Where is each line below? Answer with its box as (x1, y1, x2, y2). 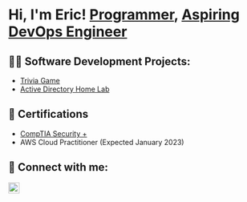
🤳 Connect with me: (8, 160, 108, 174)
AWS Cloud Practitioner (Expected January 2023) (19, 137, 184, 147)
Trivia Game (19, 76, 60, 85)
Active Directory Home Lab (19, 84, 110, 94)
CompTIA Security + (19, 128, 87, 138)
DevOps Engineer (8, 22, 128, 41)
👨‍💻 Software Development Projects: (8, 55, 191, 68)
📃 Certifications (8, 107, 89, 121)
